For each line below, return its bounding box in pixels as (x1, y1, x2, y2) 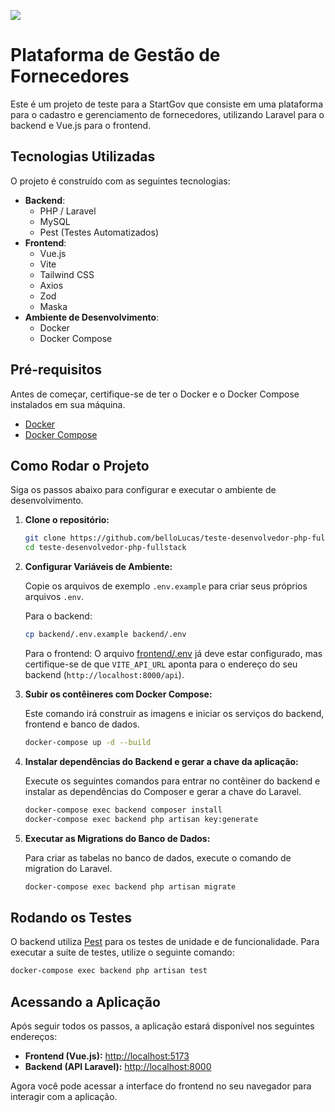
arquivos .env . (24, 591, 84, 603)
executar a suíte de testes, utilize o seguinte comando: (10, 946, 235, 959)
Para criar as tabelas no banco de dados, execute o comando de (24, 851, 292, 864)
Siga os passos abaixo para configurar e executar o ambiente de (10, 484, 277, 496)
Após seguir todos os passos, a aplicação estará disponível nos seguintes (10, 1020, 315, 1032)
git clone (24, 533, 67, 544)
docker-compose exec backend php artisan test (10, 966, 208, 976)
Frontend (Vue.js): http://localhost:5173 (24, 1050, 190, 1062)
